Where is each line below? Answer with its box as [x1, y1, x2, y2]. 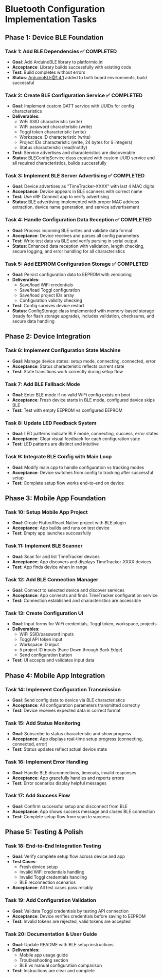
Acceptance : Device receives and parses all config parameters [12, 233, 140, 238]
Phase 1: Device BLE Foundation [5, 33, 104, 42]
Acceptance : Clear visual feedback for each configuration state [12, 436, 141, 442]
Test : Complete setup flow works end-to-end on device [12, 480, 124, 486]
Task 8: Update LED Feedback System [5, 419, 97, 426]
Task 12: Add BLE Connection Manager [5, 576, 99, 583]
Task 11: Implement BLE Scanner [5, 542, 83, 549]
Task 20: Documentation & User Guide [5, 931, 97, 937]
